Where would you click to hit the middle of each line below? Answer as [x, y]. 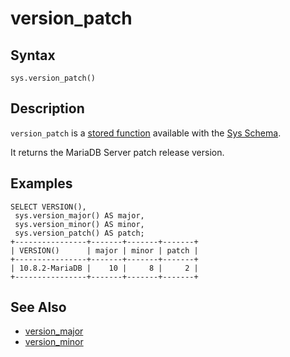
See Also [38, 307]
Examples [41, 183]
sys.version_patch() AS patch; [79, 233]
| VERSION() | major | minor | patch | [104, 250]
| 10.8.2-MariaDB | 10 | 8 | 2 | [104, 268]
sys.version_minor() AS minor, [79, 224]
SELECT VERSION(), [48, 207]
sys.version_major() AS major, [79, 215]
